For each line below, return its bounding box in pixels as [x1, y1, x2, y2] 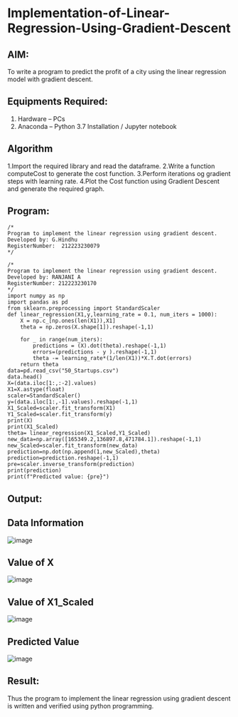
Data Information [7, 517, 84, 529]
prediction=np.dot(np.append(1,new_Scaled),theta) [7, 448, 161, 455]
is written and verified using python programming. [7, 701, 154, 710]
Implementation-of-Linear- [7, 5, 171, 21]
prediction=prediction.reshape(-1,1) [7, 455, 119, 462]
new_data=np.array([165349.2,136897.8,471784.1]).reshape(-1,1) [7, 436, 202, 443]
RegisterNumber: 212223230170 [7, 280, 97, 287]
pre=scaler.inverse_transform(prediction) [7, 461, 135, 468]
